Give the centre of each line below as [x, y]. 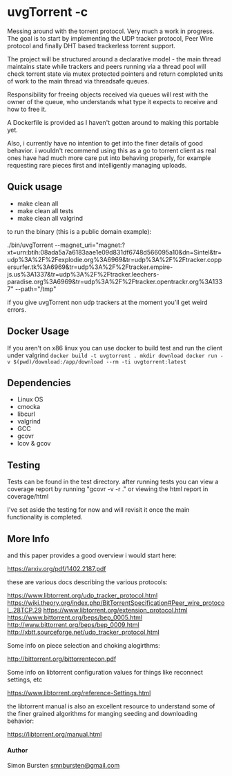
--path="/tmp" [36, 289]
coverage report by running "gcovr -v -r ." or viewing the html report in [108, 489]
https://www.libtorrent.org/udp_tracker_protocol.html [83, 595]
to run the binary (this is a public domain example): [79, 231]
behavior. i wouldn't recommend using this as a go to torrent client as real [112, 150]
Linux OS [30, 399]
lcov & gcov [34, 444]
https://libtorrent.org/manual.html [55, 734]
